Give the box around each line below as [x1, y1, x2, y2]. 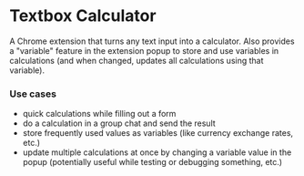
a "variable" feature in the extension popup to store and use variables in [9, 45, 279, 56]
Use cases [9, 88, 57, 100]
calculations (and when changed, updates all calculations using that [9, 55, 264, 66]
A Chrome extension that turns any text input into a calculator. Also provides [9, 36, 295, 47]
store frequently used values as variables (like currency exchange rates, [22, 128, 294, 139]
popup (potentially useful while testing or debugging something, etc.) [22, 157, 283, 168]
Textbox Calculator [9, 5, 157, 26]
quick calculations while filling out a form [22, 109, 177, 119]
